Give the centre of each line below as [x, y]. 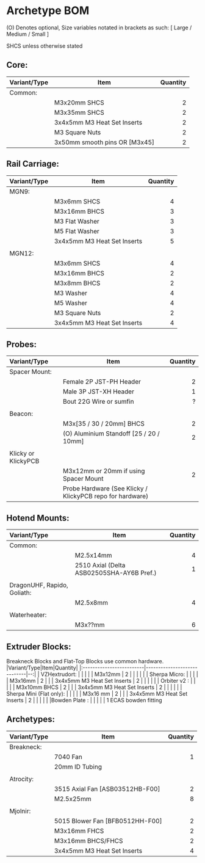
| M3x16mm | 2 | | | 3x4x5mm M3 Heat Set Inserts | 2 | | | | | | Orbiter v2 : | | [101, 681]
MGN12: [22, 253]
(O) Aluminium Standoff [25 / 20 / [111, 434]
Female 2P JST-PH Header [102, 382]
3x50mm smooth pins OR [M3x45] [104, 142]
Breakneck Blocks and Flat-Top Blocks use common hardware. [85, 661]
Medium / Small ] [28, 34]
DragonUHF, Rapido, [39, 585]
